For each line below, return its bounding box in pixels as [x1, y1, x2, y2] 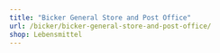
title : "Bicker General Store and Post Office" [9, 13, 192, 22]
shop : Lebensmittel [9, 30, 83, 39]
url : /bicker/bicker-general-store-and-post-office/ [9, 22, 212, 31]
